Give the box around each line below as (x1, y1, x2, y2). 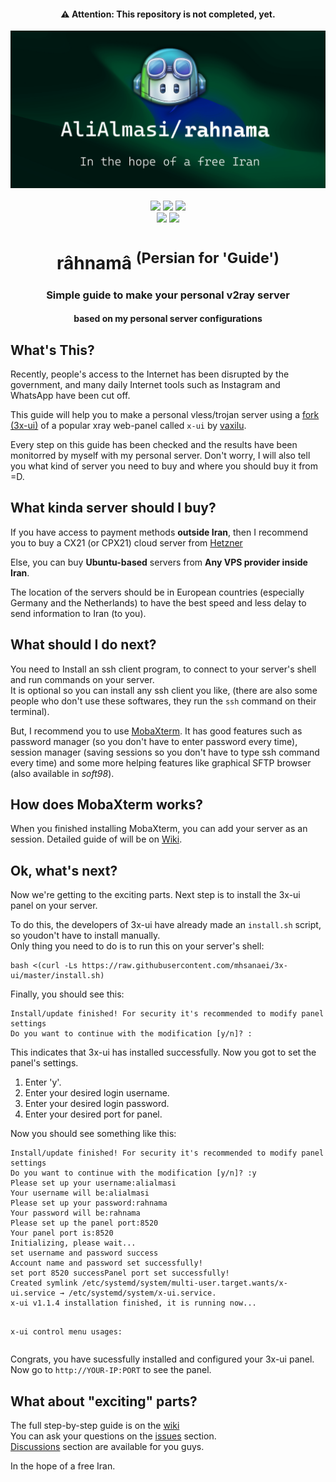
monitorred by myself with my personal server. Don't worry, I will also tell (10, 450, 311, 462)
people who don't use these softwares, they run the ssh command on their (10, 695, 317, 707)
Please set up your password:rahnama (10, 1198, 168, 1209)
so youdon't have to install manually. (10, 930, 161, 942)
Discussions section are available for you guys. (10, 1441, 205, 1453)
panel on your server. (10, 900, 98, 912)
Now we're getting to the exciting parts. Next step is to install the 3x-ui (10, 889, 301, 901)
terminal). (10, 705, 50, 717)
